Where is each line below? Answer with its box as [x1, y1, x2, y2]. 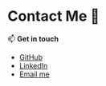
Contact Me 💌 [7, 7, 100, 25]
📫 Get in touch [7, 33, 59, 43]
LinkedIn [18, 61, 48, 70]
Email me [18, 69, 50, 79]
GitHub [18, 52, 43, 62]
